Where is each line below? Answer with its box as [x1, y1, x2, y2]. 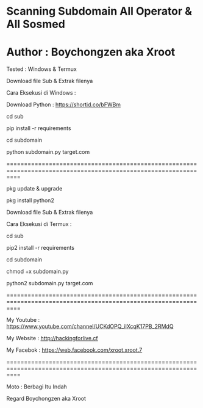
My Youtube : [6, 316, 40, 324]
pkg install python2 [6, 197, 55, 204]
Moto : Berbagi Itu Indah [6, 383, 67, 390]
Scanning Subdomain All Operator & [6, 4, 193, 18]
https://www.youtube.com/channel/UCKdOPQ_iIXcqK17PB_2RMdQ [6, 322, 174, 330]
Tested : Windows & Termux [6, 65, 77, 73]
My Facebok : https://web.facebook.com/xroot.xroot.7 [6, 346, 143, 354]
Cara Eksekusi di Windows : [6, 89, 76, 97]
